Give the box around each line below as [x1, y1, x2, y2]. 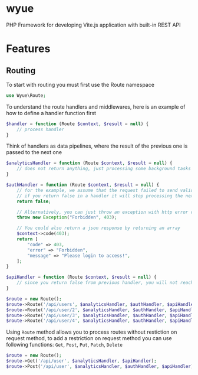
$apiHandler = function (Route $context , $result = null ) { [6, 274, 157, 281]
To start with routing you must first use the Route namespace [6, 81, 155, 88]
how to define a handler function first [6, 109, 96, 116]
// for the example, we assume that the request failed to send [16, 187, 178, 193]
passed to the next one [6, 149, 62, 156]
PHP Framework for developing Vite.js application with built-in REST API [6, 21, 181, 28]
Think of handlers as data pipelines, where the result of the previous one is [6, 142, 188, 149]
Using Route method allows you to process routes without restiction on [6, 328, 177, 335]
